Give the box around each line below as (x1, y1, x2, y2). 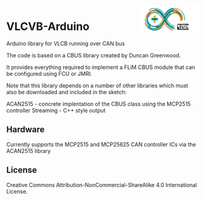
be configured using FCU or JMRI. (6, 70, 93, 77)
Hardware (6, 124, 45, 135)
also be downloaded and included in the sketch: (6, 88, 127, 95)
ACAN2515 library (6, 147, 51, 154)
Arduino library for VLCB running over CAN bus (6, 40, 125, 47)
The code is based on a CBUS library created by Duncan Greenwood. (6, 51, 181, 59)
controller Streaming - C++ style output (6, 106, 106, 114)
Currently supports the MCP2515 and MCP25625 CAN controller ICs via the (6, 141, 197, 148)
